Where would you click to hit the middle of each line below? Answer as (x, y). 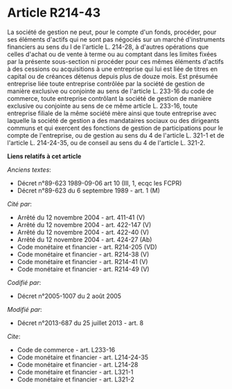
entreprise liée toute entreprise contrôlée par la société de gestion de (106, 83)
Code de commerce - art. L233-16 (66, 349)
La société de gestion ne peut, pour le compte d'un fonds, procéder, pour (112, 32)
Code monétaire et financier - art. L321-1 (75, 372)
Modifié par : (25, 309)
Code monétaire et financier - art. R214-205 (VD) (87, 247)
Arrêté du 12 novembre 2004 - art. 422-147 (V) (84, 224)
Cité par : (20, 204)
